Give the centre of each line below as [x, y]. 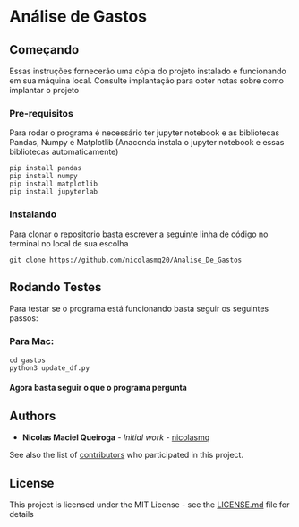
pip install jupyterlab [54, 192]
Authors [33, 415]
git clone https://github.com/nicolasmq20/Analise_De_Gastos [126, 260]
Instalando [33, 214]
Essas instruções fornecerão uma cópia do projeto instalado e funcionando [148, 71]
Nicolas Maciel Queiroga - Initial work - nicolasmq [116, 437]
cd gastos [28, 360]
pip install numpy [43, 177]
